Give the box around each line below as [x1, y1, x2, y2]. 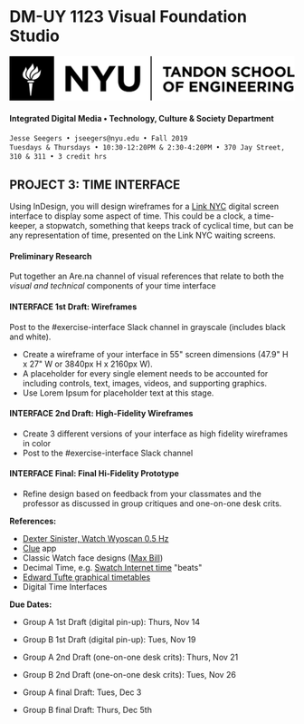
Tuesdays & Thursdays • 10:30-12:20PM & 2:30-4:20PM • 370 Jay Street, [9, 143, 285, 152]
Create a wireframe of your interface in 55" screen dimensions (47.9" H [22, 348, 289, 359]
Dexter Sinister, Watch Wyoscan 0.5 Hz [22, 533, 169, 544]
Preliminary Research [9, 250, 92, 261]
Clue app [22, 543, 57, 554]
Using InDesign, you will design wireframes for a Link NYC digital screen [9, 201, 280, 212]
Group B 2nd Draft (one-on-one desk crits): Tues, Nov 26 [22, 670, 237, 680]
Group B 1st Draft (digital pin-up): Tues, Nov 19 [22, 634, 196, 645]
